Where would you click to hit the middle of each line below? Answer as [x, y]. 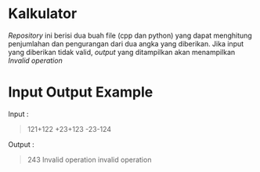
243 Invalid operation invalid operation [89, 159]
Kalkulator [43, 14]
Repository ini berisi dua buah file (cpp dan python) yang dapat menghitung [130, 35]
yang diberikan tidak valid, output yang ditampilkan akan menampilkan [122, 52]
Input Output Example [81, 92]
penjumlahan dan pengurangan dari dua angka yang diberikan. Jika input [126, 43]
